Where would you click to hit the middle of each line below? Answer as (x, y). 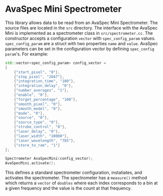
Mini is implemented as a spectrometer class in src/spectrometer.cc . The (79, 33)
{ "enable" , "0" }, (32, 95)
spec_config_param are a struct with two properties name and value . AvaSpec (81, 43)
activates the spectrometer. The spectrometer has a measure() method (76, 178)
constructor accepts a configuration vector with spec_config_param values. (80, 38)
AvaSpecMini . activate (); (30, 163)
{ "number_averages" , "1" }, (41, 90)
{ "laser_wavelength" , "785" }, (45, 140)
